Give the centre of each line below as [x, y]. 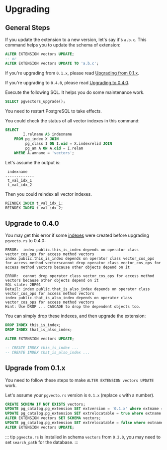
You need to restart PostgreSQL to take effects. [53, 111]
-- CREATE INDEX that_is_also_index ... [48, 352]
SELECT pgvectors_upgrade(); [35, 101]
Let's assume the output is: [33, 162]
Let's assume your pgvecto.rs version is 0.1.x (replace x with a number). [80, 395]
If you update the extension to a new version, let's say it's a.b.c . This [76, 39]
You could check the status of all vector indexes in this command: [73, 120]
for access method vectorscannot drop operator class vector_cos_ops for [83, 263]
